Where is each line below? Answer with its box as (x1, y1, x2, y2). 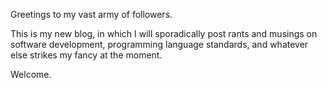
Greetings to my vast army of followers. (10, 9, 173, 20)
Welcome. (10, 69, 52, 80)
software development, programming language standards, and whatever (10, 39, 309, 50)
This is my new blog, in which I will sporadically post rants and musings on (10, 28, 318, 39)
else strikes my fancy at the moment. (10, 49, 163, 61)
